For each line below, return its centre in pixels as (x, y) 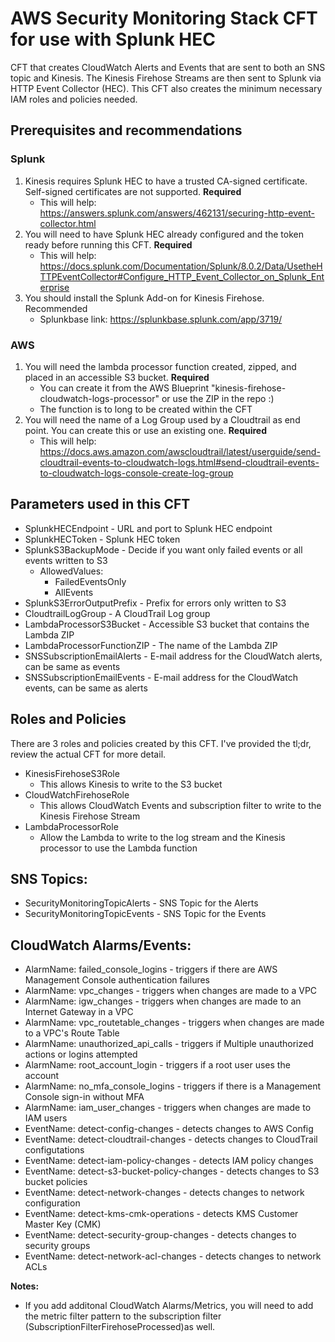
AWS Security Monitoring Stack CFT (164, 18)
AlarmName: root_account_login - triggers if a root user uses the (157, 1065)
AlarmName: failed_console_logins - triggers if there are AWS (151, 969)
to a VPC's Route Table (72, 1033)
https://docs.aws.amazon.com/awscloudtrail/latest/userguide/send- (180, 451)
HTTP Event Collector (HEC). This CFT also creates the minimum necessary (166, 88)
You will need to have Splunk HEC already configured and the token (164, 234)
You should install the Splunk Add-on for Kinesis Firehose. (144, 298)
